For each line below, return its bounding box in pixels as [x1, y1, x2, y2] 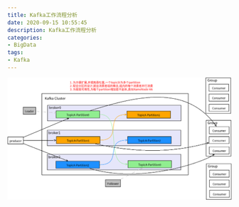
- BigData [7, 41, 37, 49]
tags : [7, 49, 23, 56]
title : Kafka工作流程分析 [7, 11, 78, 18]
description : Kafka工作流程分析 [7, 26, 97, 33]
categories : [7, 34, 43, 41]
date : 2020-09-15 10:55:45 [7, 18, 87, 26]
